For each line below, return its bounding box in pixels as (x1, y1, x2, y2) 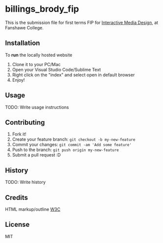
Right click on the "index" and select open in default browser (12, 72, 135, 78)
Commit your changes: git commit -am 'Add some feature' (12, 142, 132, 148)
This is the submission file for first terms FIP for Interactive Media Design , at (5, 20, 158, 25)
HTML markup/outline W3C (5, 206, 61, 212)
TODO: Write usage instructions (5, 104, 70, 110)
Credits (5, 193, 28, 201)
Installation (5, 39, 40, 47)
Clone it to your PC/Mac (12, 61, 61, 67)
